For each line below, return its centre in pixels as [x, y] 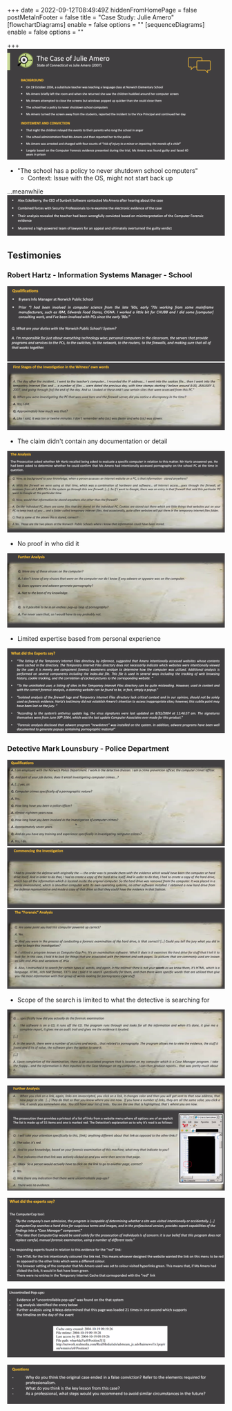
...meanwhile [25, 191]
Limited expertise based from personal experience [89, 639]
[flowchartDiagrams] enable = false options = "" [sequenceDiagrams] [106, 25]
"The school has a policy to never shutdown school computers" [107, 171]
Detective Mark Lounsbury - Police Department [88, 748]
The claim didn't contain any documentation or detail [92, 441]
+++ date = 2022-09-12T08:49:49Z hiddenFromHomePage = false [102, 10]
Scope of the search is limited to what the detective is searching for [113, 1000]
